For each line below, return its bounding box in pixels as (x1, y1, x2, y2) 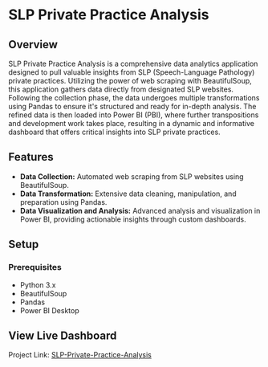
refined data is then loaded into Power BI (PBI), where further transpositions (8, 110, 259, 120)
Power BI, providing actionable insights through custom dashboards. (19, 214, 246, 224)
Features (8, 150, 54, 164)
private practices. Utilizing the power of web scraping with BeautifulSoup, (8, 76, 253, 85)
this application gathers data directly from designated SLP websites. (8, 84, 234, 94)
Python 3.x (19, 279, 56, 290)
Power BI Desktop (19, 305, 79, 315)
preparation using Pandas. (19, 197, 108, 206)
